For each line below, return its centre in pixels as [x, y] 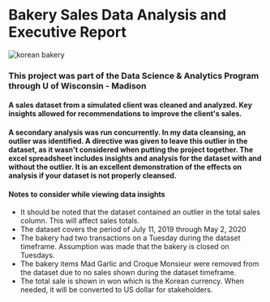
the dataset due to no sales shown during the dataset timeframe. [128, 273]
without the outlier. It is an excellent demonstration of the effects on [125, 167]
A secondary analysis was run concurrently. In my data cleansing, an [127, 132]
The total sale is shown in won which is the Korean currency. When [132, 281]
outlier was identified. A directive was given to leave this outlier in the [128, 141]
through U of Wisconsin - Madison [77, 85]
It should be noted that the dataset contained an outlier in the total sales [140, 212]
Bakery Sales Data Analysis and [118, 15]
